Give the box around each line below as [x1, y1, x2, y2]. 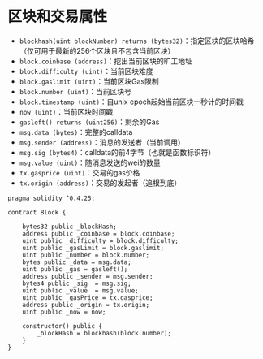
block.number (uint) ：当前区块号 [19, 86, 131, 96]
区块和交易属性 [7, 7, 108, 26]
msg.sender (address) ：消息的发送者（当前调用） [19, 137, 185, 147]
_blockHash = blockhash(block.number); [37, 329, 172, 337]
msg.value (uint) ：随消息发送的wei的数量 [19, 158, 162, 167]
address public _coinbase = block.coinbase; [22, 229, 175, 238]
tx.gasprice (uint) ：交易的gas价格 [19, 167, 140, 177]
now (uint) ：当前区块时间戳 [19, 106, 114, 116]
